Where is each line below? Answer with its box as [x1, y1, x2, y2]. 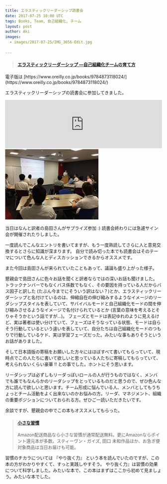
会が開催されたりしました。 [5, 231, 62, 237]
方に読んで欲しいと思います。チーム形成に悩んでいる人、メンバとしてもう [5, 384, 157, 390]
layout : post [5, 24, 32, 29]
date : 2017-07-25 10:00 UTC [5, 13, 64, 18]
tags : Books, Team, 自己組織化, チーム [5, 18, 82, 23]
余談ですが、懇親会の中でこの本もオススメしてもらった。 [5, 407, 123, 413]
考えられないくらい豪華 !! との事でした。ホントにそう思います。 [5, 361, 136, 367]
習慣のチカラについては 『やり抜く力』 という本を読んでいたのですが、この [5, 455, 160, 461]
